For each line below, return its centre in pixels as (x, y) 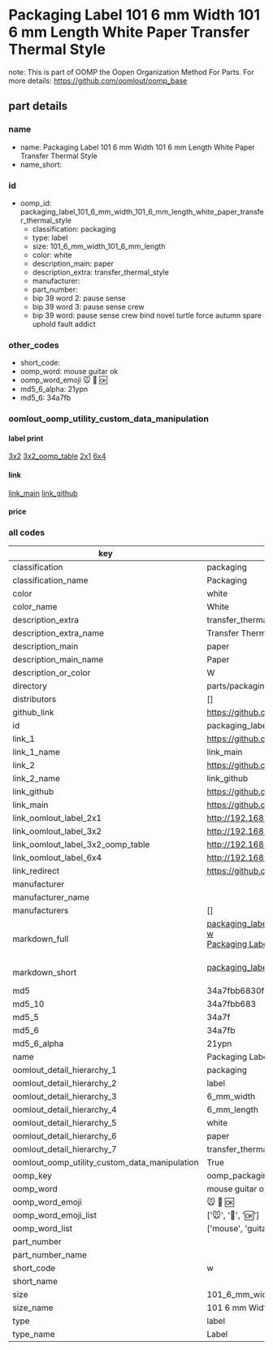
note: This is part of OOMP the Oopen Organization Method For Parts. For (131, 72)
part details (38, 106)
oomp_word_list (43, 1229)
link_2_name (37, 779)
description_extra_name (58, 633)
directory (30, 686)
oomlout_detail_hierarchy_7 (65, 1149)
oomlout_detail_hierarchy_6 (65, 1136)
